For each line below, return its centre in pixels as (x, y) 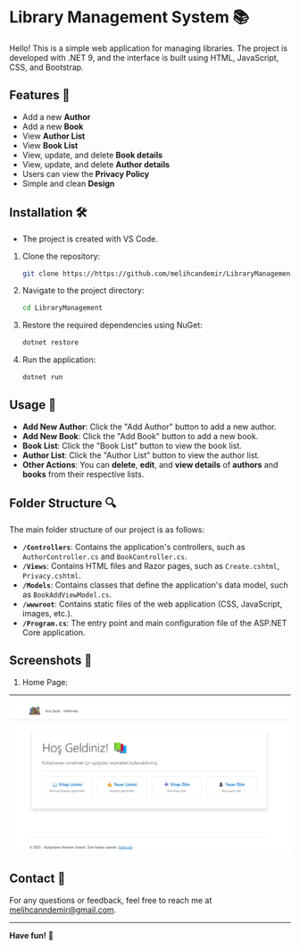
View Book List (50, 145)
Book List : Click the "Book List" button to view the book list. (132, 445)
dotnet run (42, 377)
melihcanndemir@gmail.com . (63, 910)
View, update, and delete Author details (96, 164)
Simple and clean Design (68, 183)
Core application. (54, 632)
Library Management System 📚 (129, 17)
